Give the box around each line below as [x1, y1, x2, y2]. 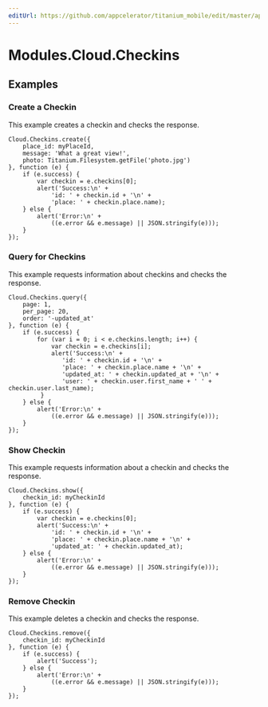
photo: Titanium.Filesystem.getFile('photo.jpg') [22, 156, 191, 164]
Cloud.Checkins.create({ [8, 135, 91, 144]
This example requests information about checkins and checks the [8, 269, 227, 279]
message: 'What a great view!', [22, 149, 130, 157]
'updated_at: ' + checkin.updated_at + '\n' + [61, 370, 219, 378]
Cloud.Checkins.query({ [8, 293, 88, 302]
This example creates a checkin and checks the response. [8, 120, 199, 129]
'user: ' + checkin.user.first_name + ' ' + [61, 377, 213, 385]
